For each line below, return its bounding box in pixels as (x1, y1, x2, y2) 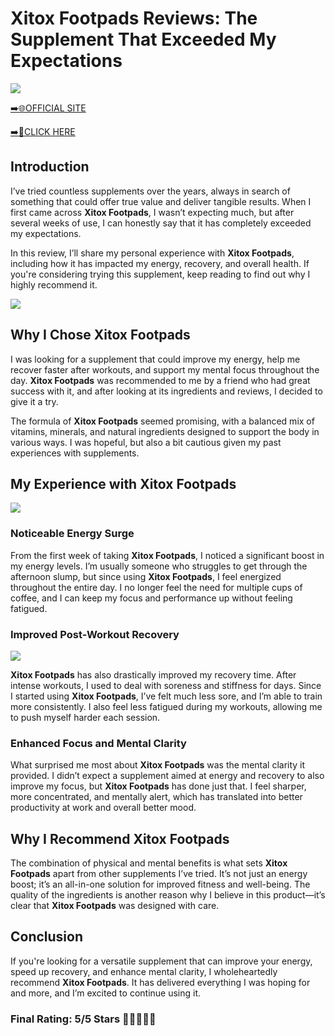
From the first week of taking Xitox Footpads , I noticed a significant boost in (10, 549, 325, 561)
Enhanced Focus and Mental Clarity (10, 736, 187, 750)
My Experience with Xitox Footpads (10, 475, 237, 492)
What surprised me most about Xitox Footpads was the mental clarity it (10, 759, 306, 771)
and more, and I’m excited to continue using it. (10, 987, 202, 999)
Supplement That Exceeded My (10, 28, 277, 51)
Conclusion (10, 928, 84, 946)
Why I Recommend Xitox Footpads (10, 830, 230, 847)
